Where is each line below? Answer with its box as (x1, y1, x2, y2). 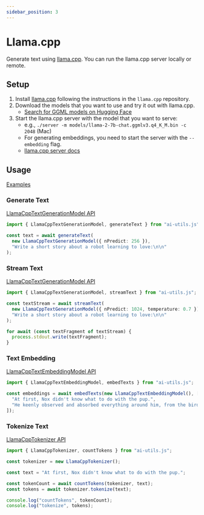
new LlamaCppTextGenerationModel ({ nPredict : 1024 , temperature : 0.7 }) (12, 306, 200, 312)
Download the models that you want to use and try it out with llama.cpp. (15, 102, 195, 109)
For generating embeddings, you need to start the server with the (24, 134, 188, 142)
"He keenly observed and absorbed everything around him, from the (12, 402, 186, 408)
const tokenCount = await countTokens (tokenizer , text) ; (6, 480, 154, 486)
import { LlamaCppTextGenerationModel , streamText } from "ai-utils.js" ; (6, 289, 197, 296)
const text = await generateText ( (6, 232, 94, 239)
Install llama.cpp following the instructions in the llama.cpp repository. (15, 95, 190, 103)
